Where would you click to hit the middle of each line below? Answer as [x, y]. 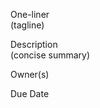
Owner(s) [30, 74]
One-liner [30, 14]
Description [34, 44]
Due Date [30, 93]
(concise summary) [50, 55]
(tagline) [27, 25]
